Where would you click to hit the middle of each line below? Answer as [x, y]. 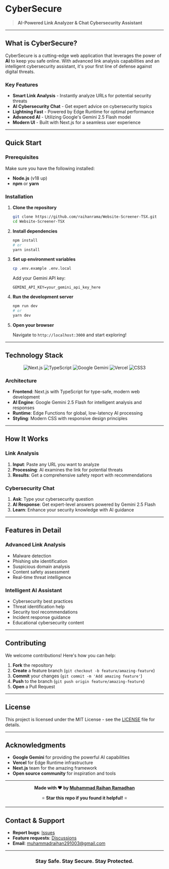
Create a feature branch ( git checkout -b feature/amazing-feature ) [83, 670]
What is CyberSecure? [41, 43]
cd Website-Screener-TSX [38, 221]
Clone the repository [34, 208]
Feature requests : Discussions [45, 838]
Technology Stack [34, 355]
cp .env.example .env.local [42, 269]
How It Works [27, 439]
